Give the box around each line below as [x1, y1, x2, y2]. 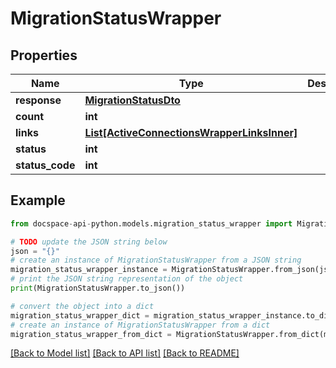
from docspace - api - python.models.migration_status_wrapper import [10, 218, 293, 229]
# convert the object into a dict [10, 301, 155, 311]
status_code [15, 158, 76, 172]
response [15, 93, 62, 107]
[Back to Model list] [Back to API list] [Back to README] [10, 347, 240, 359]
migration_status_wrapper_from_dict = [10, 329, 172, 339]
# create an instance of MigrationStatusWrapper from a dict [10, 320, 271, 330]
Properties [10, 47, 78, 64]
